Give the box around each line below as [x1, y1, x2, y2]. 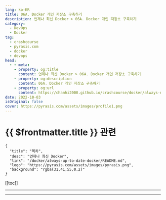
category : [5, 21, 26, 26]
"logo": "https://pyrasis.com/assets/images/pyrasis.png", [9, 162, 134, 167]
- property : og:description [14, 76, 72, 81]
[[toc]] [5, 180, 18, 186]
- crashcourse [9, 40, 39, 45]
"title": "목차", [9, 149, 43, 153]
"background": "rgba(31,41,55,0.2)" [9, 167, 85, 172]
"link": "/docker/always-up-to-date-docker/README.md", [9, 158, 127, 163]
